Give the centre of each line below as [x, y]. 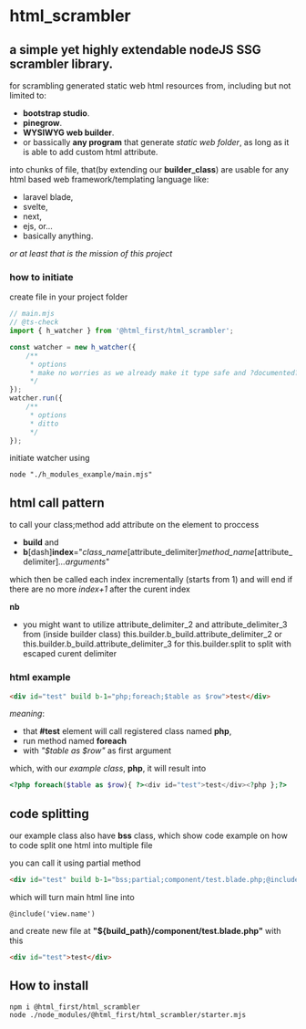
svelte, [35, 207]
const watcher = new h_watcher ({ [73, 347]
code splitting [49, 814]
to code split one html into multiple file [81, 845]
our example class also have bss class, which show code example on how [149, 835]
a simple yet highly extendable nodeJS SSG [135, 50]
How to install [49, 986]
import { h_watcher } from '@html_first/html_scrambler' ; [122, 331]
